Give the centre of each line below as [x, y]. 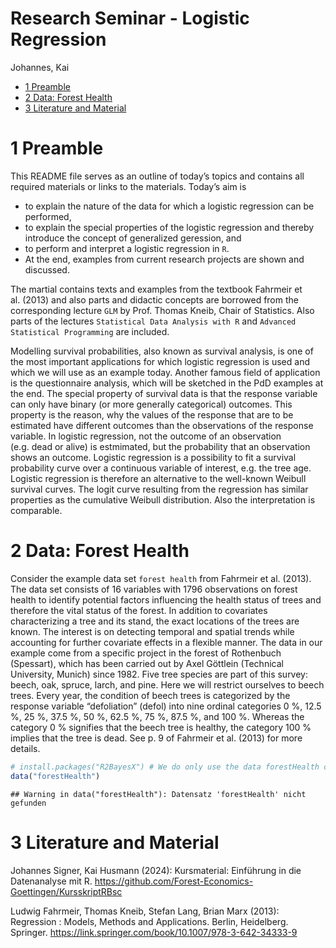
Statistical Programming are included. [90, 331]
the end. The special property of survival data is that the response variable [164, 393]
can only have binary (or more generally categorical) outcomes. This [151, 404]
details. [25, 748]
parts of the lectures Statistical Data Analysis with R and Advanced [153, 321]
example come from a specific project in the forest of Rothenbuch [146, 653]
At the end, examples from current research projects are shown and [164, 259]
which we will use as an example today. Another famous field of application [165, 372]
